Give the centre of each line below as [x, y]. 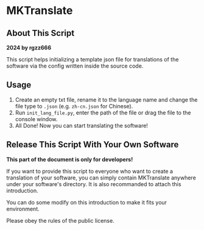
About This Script [40, 33]
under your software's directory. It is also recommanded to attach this [94, 184]
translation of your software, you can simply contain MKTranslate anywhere [101, 178]
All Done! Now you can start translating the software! [81, 125]
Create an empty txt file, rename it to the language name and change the [106, 99]
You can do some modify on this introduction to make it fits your [87, 202]
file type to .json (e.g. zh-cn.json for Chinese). [74, 106]
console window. [36, 119]
